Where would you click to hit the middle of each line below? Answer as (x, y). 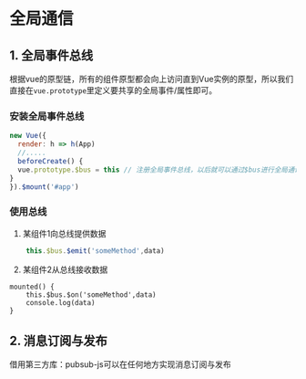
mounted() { (32, 287)
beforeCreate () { (51, 161)
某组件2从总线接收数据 (65, 269)
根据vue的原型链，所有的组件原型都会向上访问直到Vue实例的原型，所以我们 (152, 79)
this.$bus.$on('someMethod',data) (91, 295)
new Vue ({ (28, 136)
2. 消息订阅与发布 (58, 340)
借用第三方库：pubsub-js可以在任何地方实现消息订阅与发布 (120, 364)
